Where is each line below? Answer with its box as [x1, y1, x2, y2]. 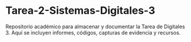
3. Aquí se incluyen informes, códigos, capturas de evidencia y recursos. [5, 29, 181, 36]
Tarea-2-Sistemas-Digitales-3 [5, 4, 155, 17]
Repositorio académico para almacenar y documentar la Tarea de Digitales [5, 23, 185, 30]
